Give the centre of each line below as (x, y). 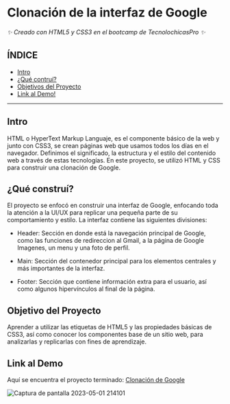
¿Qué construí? (40, 189)
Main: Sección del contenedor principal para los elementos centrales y (117, 261)
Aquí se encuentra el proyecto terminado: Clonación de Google (96, 380)
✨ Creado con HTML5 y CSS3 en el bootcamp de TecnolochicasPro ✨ (106, 32)
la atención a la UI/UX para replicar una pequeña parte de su (92, 213)
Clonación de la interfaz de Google (107, 13)
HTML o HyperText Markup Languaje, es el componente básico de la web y (113, 138)
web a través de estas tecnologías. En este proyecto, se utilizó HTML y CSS (114, 160)
